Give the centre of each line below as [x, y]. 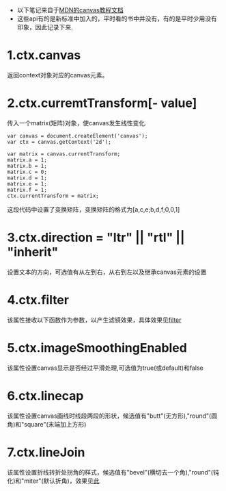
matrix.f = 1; [27, 190]
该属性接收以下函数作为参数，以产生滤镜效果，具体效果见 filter [95, 320]
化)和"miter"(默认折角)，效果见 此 [53, 481]
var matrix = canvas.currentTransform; [64, 154]
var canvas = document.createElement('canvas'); [77, 136]
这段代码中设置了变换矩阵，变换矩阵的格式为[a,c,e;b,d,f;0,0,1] [94, 209]
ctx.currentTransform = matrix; [53, 196]
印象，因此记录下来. [45, 27]
